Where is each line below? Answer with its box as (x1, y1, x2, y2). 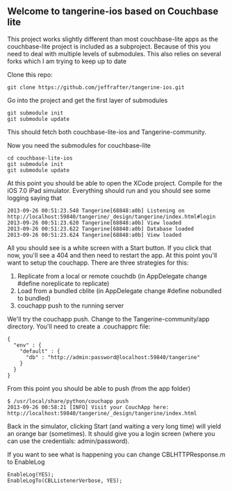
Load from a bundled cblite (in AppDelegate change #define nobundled (17, 286, 222, 294)
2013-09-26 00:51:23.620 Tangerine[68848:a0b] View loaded (7, 219, 182, 226)
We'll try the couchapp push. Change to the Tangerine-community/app (7, 315, 210, 323)
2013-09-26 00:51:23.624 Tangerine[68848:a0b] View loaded (7, 231, 182, 238)
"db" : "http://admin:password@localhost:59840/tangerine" (25, 353, 200, 360)
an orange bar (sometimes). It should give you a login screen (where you (7, 429, 215, 438)
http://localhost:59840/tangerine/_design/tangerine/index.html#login (7, 213, 216, 220)
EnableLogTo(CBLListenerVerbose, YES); (7, 477, 123, 484)
